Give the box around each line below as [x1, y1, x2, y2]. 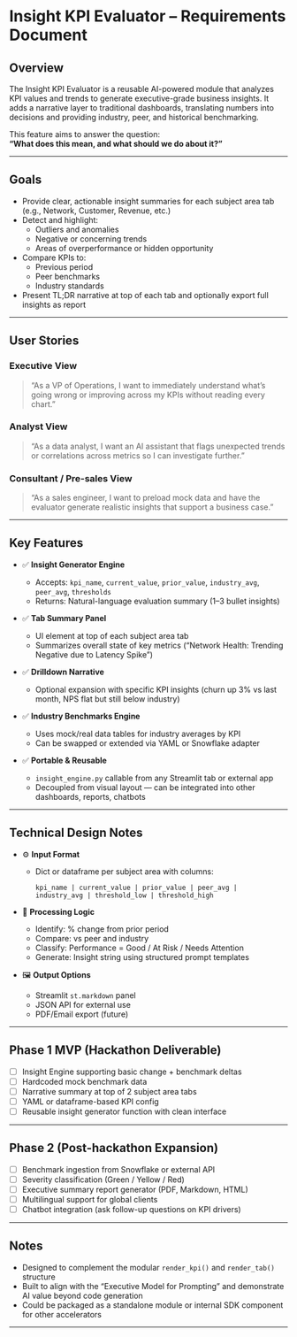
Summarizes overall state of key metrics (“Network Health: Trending [34, 640, 284, 650]
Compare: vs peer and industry [34, 933, 149, 943]
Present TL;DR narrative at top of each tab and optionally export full [21, 289, 270, 300]
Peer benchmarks [34, 271, 100, 281]
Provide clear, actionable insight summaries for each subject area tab [21, 196, 275, 206]
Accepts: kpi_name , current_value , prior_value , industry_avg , [34, 577, 260, 588]
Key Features [9, 535, 84, 550]
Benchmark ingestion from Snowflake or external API [21, 1164, 216, 1174]
